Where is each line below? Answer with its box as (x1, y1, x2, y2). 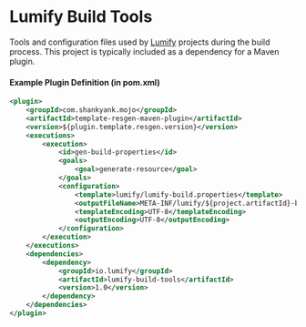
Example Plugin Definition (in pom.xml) (9, 77, 161, 87)
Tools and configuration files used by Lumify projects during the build (9, 36, 270, 47)
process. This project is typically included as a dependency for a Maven (9, 46, 280, 56)
